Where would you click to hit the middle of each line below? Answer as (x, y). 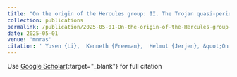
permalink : (23, 27)
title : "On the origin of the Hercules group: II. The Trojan (101, 14)
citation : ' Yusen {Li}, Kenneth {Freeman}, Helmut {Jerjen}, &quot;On (118, 46)
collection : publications (45, 20)
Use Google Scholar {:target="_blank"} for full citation (85, 66)
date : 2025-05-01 (33, 33)
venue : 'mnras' (30, 40)
